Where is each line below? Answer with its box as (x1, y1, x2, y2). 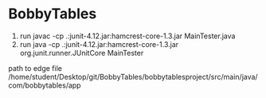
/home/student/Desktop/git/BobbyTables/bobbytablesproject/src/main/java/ (8, 72, 258, 81)
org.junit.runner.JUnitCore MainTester (19, 48, 144, 57)
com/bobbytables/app (8, 80, 81, 90)
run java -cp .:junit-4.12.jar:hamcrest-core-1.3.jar (19, 39, 179, 49)
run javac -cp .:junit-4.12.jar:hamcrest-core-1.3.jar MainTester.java (19, 31, 236, 41)
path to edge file (8, 63, 62, 73)
